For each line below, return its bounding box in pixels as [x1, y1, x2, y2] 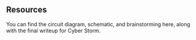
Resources [6, 5, 47, 15]
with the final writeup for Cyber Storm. [6, 27, 101, 34]
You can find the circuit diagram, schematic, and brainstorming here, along [6, 20, 191, 27]
